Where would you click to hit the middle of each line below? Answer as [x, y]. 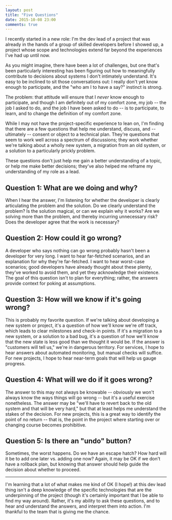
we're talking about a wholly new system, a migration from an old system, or [86, 145]
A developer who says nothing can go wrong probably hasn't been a [78, 250]
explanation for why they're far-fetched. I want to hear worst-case [75, 261]
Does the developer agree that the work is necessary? [62, 222]
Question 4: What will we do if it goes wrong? [79, 380]
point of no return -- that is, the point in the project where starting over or [83, 419]
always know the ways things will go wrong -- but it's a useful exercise [80, 397]
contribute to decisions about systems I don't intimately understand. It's [81, 76]
